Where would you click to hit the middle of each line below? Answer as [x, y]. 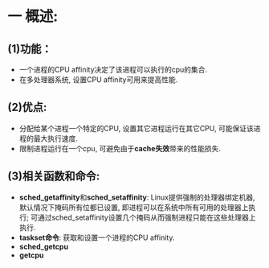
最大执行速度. [55, 138]
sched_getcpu [44, 246]
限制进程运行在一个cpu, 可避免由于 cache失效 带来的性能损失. [120, 148]
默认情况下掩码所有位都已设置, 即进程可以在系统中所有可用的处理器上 [134, 207]
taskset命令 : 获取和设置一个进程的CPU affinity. [97, 237]
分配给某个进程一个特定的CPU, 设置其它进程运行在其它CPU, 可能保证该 [136, 128]
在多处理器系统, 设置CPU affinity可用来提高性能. [98, 80]
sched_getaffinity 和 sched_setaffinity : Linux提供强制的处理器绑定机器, [137, 197]
